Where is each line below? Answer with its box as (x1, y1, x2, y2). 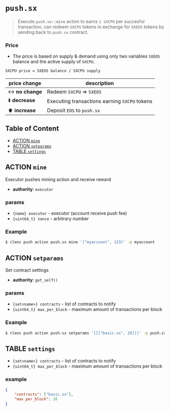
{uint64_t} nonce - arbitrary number (12, 216, 89, 222)
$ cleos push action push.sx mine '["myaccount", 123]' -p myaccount (5, 240, 155, 245)
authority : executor (12, 186, 54, 192)
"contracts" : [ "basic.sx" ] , (14, 392, 73, 397)
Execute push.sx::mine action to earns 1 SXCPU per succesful (17, 18, 145, 24)
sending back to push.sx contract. (17, 29, 89, 35)
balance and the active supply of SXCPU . (12, 59, 95, 65)
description (86, 80, 114, 87)
